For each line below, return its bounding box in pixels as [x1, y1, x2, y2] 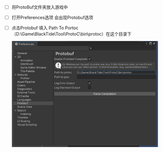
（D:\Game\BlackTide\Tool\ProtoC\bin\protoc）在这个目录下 [11, 31, 132, 37]
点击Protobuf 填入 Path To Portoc [11, 25, 79, 31]
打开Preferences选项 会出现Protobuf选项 [11, 15, 93, 20]
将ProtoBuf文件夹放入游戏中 [11, 4, 68, 10]
